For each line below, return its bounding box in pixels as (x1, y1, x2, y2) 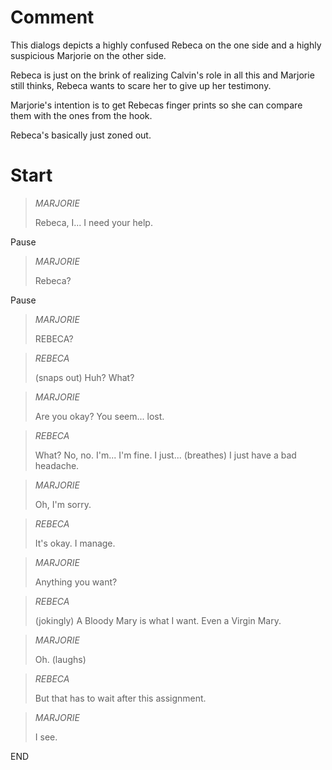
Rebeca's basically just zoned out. (10, 129, 152, 141)
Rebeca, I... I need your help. (34, 216, 153, 228)
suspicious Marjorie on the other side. (10, 49, 167, 61)
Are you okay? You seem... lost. (34, 410, 165, 422)
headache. (34, 459, 80, 471)
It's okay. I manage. (34, 537, 116, 549)
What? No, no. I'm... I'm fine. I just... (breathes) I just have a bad (34, 449, 297, 461)
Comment (10, 6, 95, 29)
